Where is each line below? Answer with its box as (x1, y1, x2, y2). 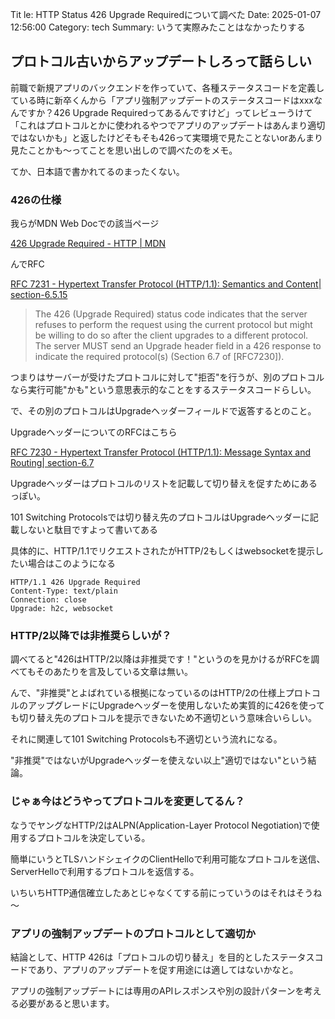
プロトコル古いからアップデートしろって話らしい (10, 53, 312, 70)
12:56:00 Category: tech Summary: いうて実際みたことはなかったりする (10, 21, 306, 33)
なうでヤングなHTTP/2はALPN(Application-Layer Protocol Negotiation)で (10, 819, 312, 831)
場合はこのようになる (27, 558, 116, 570)
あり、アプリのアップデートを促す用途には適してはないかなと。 (36, 964, 299, 975)
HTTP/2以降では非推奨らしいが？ (10, 629, 172, 643)
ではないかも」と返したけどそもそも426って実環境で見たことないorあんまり (10, 131, 324, 143)
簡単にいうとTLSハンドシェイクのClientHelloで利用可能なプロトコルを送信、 (10, 853, 326, 865)
